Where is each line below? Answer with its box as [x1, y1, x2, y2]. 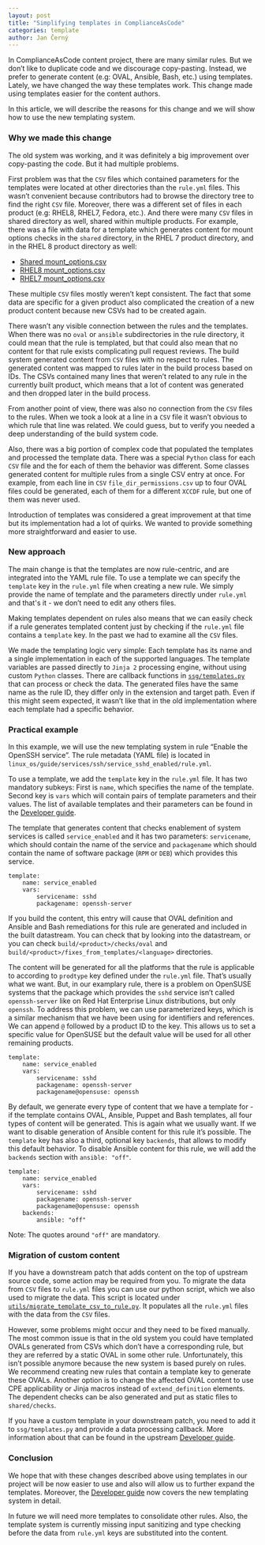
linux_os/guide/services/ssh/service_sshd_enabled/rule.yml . [8, 759, 212, 768]
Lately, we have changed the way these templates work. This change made [8, 81, 253, 90]
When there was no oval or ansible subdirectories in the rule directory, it [8, 329, 244, 339]
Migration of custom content [8, 1250, 121, 1261]
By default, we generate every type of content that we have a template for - [8, 1102, 254, 1111]
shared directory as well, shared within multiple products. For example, [8, 216, 239, 225]
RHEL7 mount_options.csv [19, 274, 105, 283]
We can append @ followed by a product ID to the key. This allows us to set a [8, 1021, 256, 1031]
